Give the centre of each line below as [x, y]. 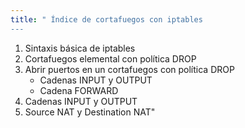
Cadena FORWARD [79, 90]
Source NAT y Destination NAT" [90, 112]
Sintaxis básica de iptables [80, 48]
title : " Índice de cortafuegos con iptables [106, 19]
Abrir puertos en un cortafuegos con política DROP [129, 69]
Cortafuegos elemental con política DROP [110, 58]
